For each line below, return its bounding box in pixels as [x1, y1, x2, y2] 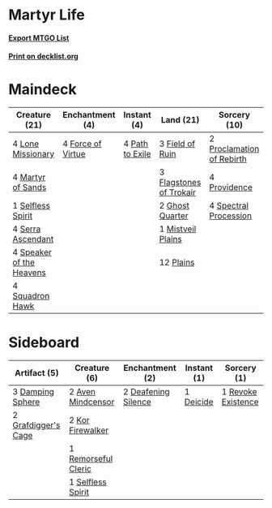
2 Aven [68, 386, 96, 398]
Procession [209, 210, 253, 222]
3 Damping [12, 386, 55, 398]
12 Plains [159, 257, 195, 269]
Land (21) [160, 114, 200, 126]
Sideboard [8, 333, 79, 351]
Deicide [184, 396, 214, 407]
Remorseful [68, 453, 113, 464]
